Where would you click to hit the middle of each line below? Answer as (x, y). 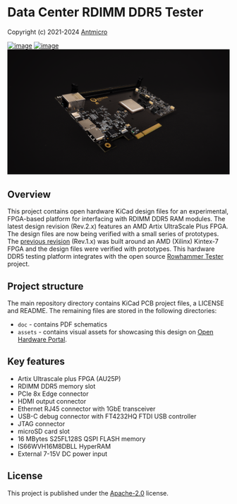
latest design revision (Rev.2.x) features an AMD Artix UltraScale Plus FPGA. (118, 226)
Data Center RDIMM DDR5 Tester (105, 12)
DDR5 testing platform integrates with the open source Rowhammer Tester (116, 257)
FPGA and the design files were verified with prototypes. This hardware (111, 249)
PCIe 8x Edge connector (53, 394)
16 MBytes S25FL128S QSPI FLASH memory (81, 438)
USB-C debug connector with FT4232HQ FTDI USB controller (107, 416)
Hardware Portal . (42, 339)
